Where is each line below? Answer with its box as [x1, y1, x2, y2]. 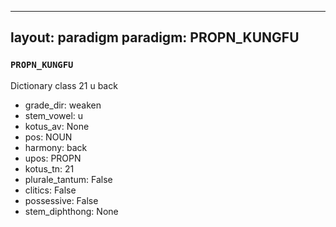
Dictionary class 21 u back [10, 79, 118, 91]
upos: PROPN [24, 152, 82, 164]
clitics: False [24, 184, 77, 196]
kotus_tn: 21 [24, 162, 75, 175]
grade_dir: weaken [24, 99, 102, 111]
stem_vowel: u [24, 109, 84, 121]
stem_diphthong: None [24, 205, 119, 217]
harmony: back [24, 141, 88, 153]
